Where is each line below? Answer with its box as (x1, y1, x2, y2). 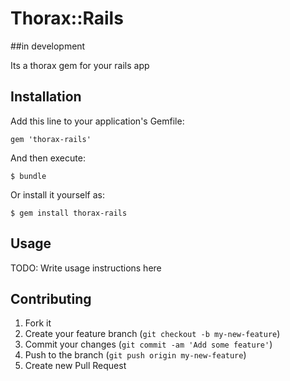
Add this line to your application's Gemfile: (10, 115, 185, 127)
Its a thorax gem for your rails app (10, 59, 150, 71)
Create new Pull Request (24, 360, 127, 372)
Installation (10, 88, 82, 106)
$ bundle (10, 171, 47, 181)
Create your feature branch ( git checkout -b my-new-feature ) (24, 328, 281, 340)
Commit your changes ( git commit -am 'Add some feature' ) (24, 338, 273, 351)
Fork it (24, 317, 52, 329)
